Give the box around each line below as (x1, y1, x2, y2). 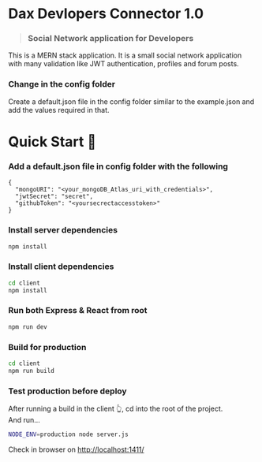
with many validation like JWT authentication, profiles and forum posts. (8, 59, 239, 69)
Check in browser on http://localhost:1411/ (8, 445, 144, 454)
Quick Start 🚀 (8, 132, 97, 151)
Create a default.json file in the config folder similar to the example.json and (8, 96, 255, 106)
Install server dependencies (8, 225, 118, 236)
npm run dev (8, 322, 47, 331)
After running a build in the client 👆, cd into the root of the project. (8, 404, 223, 413)
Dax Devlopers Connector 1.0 (8, 5, 204, 23)
